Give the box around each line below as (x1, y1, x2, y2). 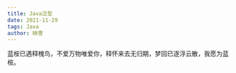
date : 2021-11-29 (7, 17, 58, 24)
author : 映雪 (7, 29, 44, 37)
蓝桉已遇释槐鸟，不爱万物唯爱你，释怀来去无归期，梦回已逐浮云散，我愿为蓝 (7, 49, 229, 58)
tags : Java (7, 23, 39, 30)
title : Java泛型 (7, 10, 53, 17)
